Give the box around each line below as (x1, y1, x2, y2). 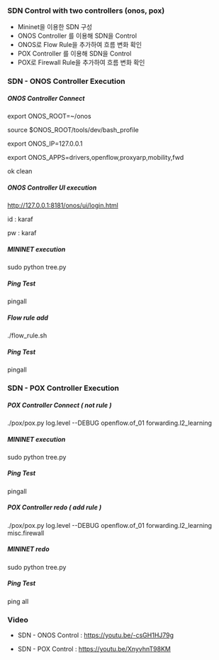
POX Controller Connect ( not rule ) (7, 401, 112, 409)
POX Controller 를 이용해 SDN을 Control (17, 49, 132, 58)
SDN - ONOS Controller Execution (7, 77, 125, 87)
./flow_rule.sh (7, 331, 47, 340)
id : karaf (7, 215, 33, 224)
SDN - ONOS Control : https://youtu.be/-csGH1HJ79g (17, 631, 174, 639)
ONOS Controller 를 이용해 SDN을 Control (17, 31, 137, 40)
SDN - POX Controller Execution (7, 383, 119, 393)
